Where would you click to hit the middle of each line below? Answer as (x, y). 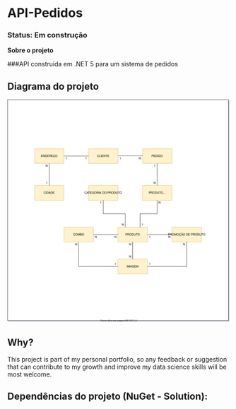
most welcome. (30, 374)
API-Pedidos (45, 13)
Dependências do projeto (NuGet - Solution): (108, 397)
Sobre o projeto (30, 50)
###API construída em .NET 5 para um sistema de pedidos (93, 64)
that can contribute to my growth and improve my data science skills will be (117, 367)
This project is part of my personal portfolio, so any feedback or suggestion (117, 360)
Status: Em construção (47, 35)
